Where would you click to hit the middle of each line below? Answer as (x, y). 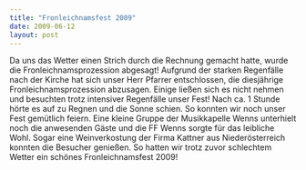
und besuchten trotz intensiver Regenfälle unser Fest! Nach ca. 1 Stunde (145, 99)
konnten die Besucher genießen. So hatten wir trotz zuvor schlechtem (141, 147)
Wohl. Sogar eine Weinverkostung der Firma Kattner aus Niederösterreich (148, 138)
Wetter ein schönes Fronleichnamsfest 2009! (94, 157)
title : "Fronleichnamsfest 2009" (73, 18)
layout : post (34, 35)
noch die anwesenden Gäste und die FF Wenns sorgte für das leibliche (142, 128)
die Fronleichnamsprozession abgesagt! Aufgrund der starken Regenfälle (147, 70)
